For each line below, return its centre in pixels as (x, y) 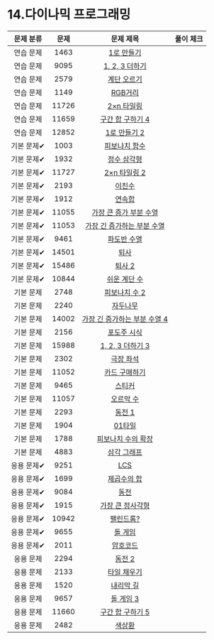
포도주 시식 (125, 332)
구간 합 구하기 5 (125, 612)
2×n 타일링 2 (125, 173)
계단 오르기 (125, 79)
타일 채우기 (125, 572)
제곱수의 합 (125, 479)
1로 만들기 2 (125, 132)
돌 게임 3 (125, 599)
